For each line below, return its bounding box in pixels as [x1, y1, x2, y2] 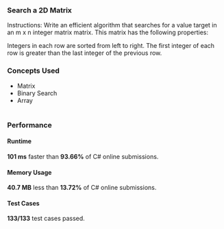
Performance [7, 120, 53, 130]
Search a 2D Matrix [7, 5, 72, 15]
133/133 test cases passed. [7, 215, 86, 223]
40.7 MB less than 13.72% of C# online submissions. [7, 184, 157, 192]
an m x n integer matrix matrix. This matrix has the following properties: [7, 28, 209, 36]
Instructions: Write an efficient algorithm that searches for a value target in [7, 21, 217, 29]
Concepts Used [7, 66, 60, 75]
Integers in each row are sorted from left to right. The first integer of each [7, 42, 214, 50]
